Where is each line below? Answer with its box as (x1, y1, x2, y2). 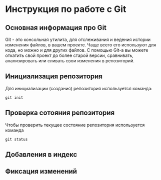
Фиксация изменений (5, 167, 77, 176)
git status (5, 137, 28, 142)
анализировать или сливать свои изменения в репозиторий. (5, 58, 135, 63)
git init (5, 95, 23, 100)
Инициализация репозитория (5, 72, 102, 81)
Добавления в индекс (5, 151, 77, 159)
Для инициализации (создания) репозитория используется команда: (5, 85, 152, 91)
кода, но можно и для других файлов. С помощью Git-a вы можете (5, 47, 148, 53)
